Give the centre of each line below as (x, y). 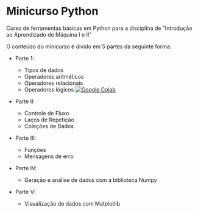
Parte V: (25, 192)
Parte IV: (26, 168)
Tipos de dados (44, 70)
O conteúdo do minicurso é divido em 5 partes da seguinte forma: (89, 46)
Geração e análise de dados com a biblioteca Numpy (90, 180)
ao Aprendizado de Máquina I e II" (49, 34)
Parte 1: (25, 58)
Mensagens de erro (49, 156)
